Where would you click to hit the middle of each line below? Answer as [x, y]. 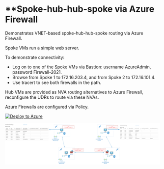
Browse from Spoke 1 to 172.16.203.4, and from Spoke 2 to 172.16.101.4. [84, 77]
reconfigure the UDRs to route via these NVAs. [52, 97]
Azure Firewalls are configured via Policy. [47, 107]
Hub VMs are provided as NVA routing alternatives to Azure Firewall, [74, 92]
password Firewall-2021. [37, 72]
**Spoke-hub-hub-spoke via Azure [80, 9]
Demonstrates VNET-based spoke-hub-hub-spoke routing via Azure [74, 33]
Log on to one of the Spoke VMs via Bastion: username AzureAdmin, [82, 67]
